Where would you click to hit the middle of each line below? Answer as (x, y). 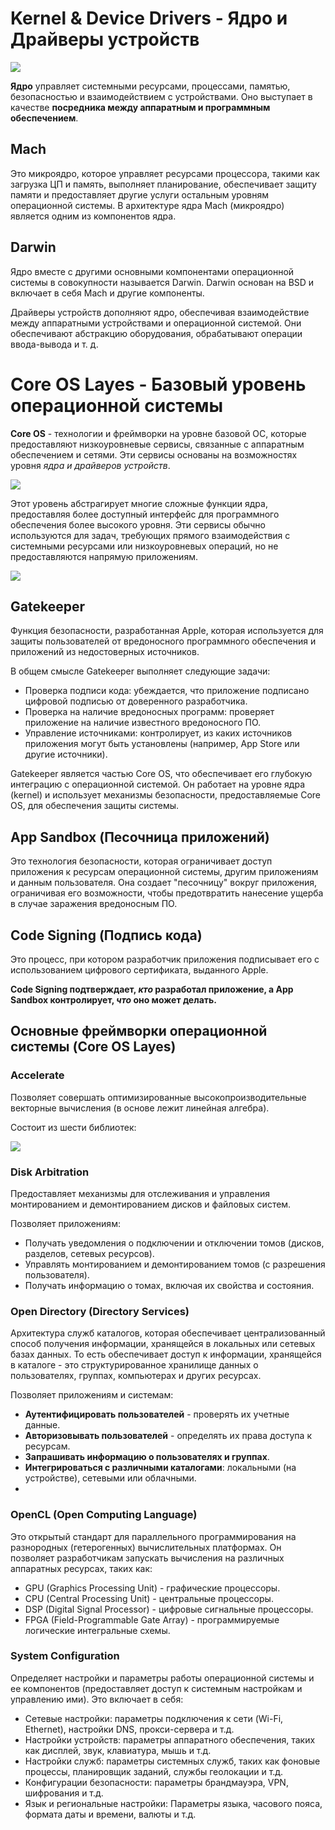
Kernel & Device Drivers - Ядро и (149, 18)
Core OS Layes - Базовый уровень (158, 384)
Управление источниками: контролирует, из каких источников (158, 733)
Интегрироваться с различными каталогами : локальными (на (160, 1468)
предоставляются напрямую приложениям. (104, 556)
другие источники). (66, 754)
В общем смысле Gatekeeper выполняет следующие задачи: (140, 671)
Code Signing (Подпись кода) (106, 935)
